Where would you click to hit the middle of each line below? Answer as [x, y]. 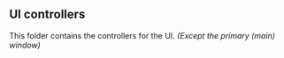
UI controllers [47, 14]
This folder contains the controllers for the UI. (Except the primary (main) [142, 35]
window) [25, 45]
